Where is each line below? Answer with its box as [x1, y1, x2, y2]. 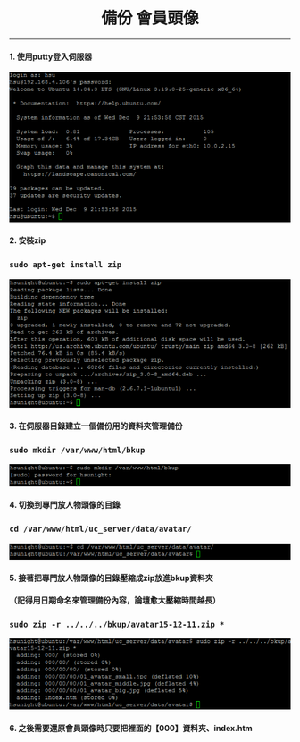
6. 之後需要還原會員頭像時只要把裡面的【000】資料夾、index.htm [9, 723, 253, 734]
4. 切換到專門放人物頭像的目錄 [9, 500, 121, 510]
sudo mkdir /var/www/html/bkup [9, 445, 146, 456]
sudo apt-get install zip [9, 260, 122, 270]
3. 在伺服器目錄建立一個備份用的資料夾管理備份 [9, 421, 183, 432]
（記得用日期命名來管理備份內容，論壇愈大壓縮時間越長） [9, 595, 221, 605]
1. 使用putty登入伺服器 [9, 51, 92, 62]
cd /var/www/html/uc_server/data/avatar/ [9, 524, 192, 535]
